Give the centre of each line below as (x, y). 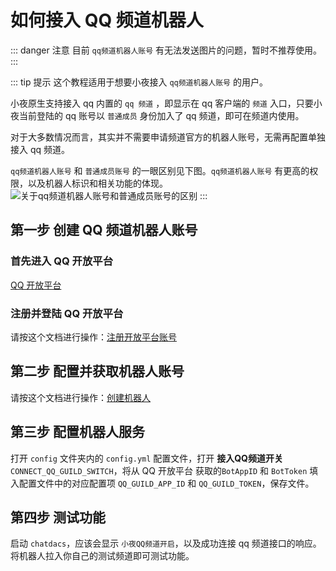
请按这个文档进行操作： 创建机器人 (80, 397)
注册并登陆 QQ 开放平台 (67, 313)
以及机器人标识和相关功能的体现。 (97, 183)
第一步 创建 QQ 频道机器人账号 (104, 230)
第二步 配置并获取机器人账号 (97, 371)
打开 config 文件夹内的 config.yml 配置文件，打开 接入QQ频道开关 (146, 458)
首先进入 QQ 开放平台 (62, 261)
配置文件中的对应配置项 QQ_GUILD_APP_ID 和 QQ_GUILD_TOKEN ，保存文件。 (166, 483)
